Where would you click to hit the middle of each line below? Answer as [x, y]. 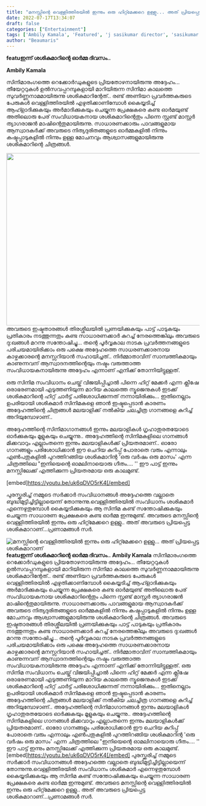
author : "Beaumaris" [33, 40]
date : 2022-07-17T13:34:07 [41, 18]
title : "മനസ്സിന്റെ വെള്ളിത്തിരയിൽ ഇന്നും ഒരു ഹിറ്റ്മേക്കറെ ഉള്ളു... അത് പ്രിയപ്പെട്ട [104, 12]
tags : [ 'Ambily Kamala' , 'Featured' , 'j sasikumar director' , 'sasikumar [103, 35]
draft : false [23, 23]
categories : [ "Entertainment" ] [46, 29]
